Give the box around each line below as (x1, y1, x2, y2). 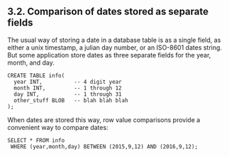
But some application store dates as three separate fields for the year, (7, 50, 211, 59)
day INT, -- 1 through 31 (13, 90, 122, 98)
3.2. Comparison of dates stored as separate (7, 6, 209, 18)
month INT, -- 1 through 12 (13, 85, 122, 92)
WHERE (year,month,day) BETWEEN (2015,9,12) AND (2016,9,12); (10, 143, 199, 150)
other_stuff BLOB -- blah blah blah (13, 97, 129, 104)
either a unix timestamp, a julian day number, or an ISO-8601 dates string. (7, 43, 222, 52)
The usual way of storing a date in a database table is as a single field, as (7, 36, 221, 44)
